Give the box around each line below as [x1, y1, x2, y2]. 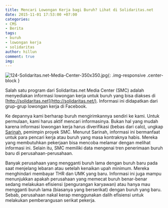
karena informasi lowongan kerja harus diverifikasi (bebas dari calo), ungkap [5, 124, 163, 130]
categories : [5, 17, 30, 22]
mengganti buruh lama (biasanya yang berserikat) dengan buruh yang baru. [5, 186, 162, 193]
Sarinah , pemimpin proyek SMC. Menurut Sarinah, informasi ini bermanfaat [5, 129, 160, 135]
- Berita [5, 26, 24, 31]
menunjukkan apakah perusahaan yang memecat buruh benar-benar [5, 176, 147, 182]
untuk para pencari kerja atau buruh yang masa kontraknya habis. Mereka [5, 134, 158, 140]
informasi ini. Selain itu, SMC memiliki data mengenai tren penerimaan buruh [5, 145, 163, 151]
